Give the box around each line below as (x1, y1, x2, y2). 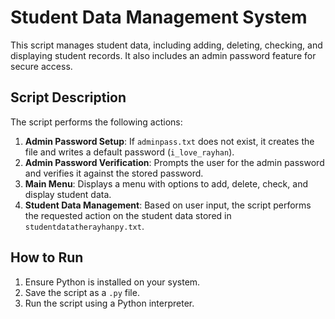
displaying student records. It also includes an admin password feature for (10, 49, 317, 61)
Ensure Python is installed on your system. (24, 276, 201, 288)
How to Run (10, 249, 84, 266)
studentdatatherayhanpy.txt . (24, 220, 145, 232)
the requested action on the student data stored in (24, 209, 232, 221)
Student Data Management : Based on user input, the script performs (24, 199, 312, 211)
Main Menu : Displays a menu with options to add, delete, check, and (24, 177, 308, 190)
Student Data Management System (10, 6, 308, 29)
